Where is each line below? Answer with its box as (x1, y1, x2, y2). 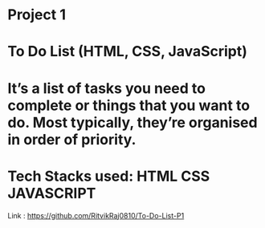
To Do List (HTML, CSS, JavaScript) (7, 43, 248, 61)
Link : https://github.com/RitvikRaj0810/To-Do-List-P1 (7, 210, 185, 220)
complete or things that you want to (7, 96, 251, 114)
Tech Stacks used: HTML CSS (7, 167, 210, 185)
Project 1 (7, 6, 66, 24)
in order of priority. (7, 130, 137, 149)
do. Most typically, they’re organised (7, 113, 258, 132)
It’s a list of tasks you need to (7, 79, 206, 97)
